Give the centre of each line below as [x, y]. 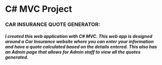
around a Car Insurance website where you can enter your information [80, 41]
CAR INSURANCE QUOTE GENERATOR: [53, 25]
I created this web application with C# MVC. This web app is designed [79, 36]
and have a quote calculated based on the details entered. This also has [81, 47]
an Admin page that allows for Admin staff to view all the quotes [73, 52]
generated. [17, 57]
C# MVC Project [39, 9]
